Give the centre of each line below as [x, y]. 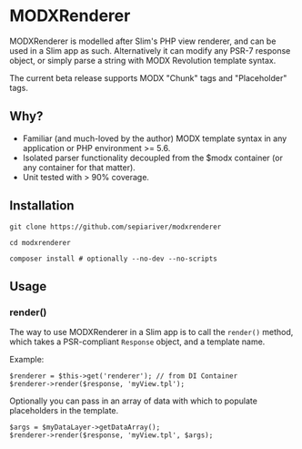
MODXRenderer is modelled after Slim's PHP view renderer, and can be [143, 41]
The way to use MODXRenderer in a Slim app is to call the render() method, [151, 332]
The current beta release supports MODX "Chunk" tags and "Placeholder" [148, 77]
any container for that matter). [79, 167]
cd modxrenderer [40, 242]
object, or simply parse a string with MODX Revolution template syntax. [143, 60]
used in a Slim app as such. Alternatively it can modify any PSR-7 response [150, 50]
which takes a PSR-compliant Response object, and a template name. [137, 342]
